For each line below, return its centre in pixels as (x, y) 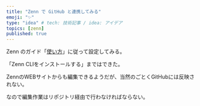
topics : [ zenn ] (25, 28)
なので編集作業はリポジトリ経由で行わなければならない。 (77, 97)
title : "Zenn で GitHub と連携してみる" (54, 12)
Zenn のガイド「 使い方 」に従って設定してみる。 (66, 52)
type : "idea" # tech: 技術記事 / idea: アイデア (65, 23)
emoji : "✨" (20, 17)
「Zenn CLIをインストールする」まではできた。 (65, 64)
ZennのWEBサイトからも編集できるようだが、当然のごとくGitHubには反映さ (101, 77)
